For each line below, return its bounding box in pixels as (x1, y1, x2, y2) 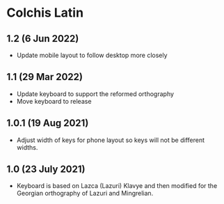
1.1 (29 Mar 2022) (6, 71, 83, 83)
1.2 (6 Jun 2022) (6, 33, 79, 45)
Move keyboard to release (16, 97, 92, 105)
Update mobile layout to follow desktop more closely (16, 51, 168, 59)
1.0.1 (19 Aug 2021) (6, 117, 89, 130)
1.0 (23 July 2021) (6, 164, 86, 175)
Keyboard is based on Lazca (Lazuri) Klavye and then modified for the (16, 182, 218, 190)
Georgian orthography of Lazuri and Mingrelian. (16, 189, 154, 198)
